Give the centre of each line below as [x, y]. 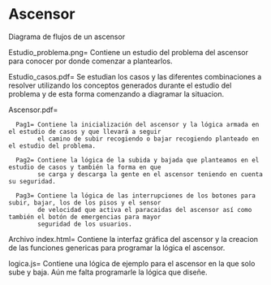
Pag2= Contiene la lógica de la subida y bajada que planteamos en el [138, 160]
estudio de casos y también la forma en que [85, 167]
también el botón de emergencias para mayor [85, 217]
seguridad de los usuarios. [85, 224]
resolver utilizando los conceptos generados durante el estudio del [120, 85]
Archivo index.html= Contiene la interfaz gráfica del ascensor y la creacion [133, 239]
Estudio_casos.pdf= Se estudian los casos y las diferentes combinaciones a [135, 76]
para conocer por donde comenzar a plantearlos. [90, 61]
